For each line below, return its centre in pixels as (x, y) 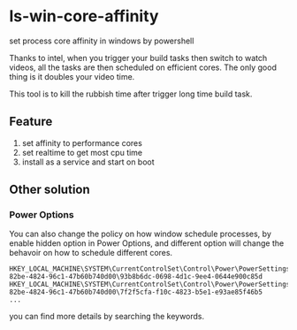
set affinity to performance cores (82, 142)
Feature (31, 122)
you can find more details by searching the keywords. (107, 317)
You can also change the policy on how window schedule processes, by (140, 234)
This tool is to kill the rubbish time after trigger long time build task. (131, 94)
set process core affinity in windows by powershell (102, 41)
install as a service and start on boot (88, 162)
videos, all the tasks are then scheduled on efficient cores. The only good (143, 67)
